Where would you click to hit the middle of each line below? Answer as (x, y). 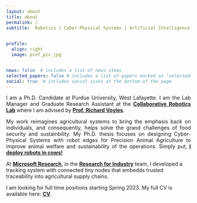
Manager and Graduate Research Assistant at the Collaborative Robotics (98, 104)
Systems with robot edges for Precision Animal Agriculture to (110, 140)
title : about (22, 17)
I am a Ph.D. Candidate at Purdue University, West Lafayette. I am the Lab (98, 98)
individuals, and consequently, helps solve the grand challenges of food (98, 128)
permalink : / (22, 22)
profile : (17, 44)
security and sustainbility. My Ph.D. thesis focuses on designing (89, 134)
